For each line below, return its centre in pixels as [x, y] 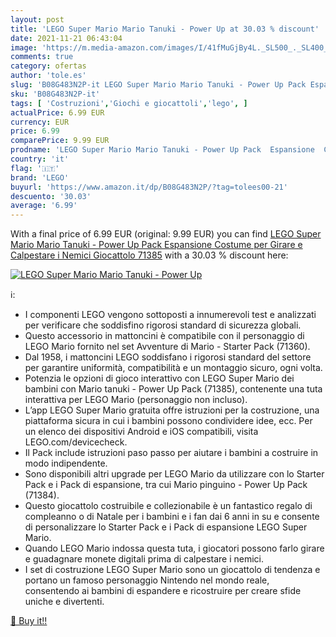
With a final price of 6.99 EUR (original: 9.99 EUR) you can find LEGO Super [166, 234]
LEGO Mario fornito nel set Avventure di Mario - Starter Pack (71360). [167, 347]
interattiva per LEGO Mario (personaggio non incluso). [136, 400]
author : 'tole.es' [48, 76]
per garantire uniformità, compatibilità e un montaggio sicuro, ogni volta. [173, 368]
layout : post [37, 19]
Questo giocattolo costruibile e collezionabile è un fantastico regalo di [168, 506]
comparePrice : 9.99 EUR [60, 141]
